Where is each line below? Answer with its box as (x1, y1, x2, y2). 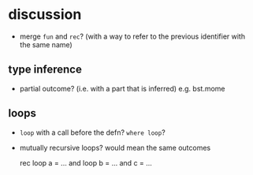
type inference (8, 63, 83, 76)
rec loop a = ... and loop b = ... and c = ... (19, 158, 152, 167)
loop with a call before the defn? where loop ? (19, 128, 166, 137)
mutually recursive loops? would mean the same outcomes (19, 143, 211, 152)
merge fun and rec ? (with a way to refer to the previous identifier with (19, 32, 246, 41)
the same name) (19, 39, 73, 49)
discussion (8, 6, 82, 24)
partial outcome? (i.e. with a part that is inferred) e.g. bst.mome (19, 84, 225, 93)
